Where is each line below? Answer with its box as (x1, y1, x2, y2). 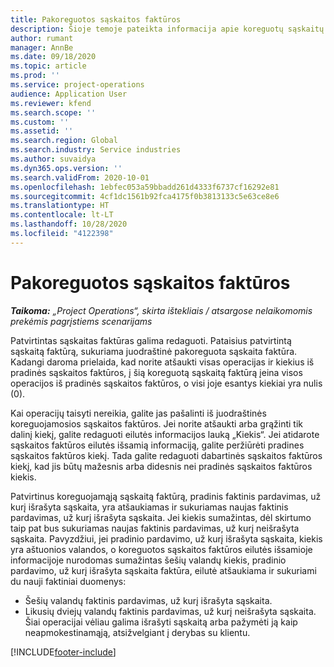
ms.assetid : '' (10, 126, 74, 136)
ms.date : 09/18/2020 (10, 52, 97, 62)
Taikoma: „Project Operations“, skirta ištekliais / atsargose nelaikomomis (10, 304, 313, 316)
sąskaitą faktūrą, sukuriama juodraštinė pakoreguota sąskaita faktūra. (10, 345, 298, 357)
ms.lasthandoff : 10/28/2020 (10, 219, 128, 230)
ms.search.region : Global (10, 136, 118, 146)
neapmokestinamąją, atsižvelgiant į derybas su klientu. (24, 626, 251, 638)
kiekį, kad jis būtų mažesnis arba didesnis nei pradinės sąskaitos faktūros (10, 460, 313, 472)
